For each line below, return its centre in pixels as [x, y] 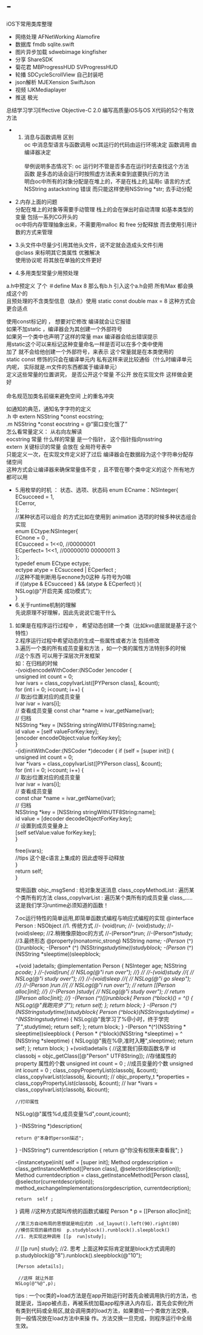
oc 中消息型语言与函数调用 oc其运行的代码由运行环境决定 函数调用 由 [110, 144]
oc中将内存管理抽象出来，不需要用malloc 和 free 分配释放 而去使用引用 [103, 224]
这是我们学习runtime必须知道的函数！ [62, 905]
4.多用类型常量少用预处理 [47, 273]
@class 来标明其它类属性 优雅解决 [58, 252]
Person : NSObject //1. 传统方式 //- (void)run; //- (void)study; [90, 926]
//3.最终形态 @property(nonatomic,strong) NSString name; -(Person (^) [104, 941]
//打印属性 [27, 1102]
